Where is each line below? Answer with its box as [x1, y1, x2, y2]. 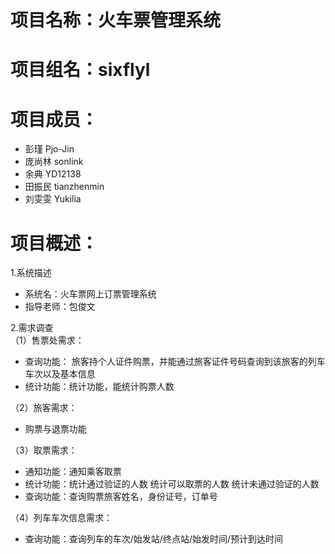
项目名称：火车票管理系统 [10, 9, 222, 32]
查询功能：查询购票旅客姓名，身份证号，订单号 [24, 491, 218, 503]
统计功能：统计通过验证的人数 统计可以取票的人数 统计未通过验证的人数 [24, 478, 320, 490]
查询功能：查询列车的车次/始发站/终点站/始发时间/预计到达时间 [24, 533, 283, 545]
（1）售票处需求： [10, 334, 85, 346]
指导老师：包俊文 [24, 301, 96, 313]
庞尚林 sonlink [24, 156, 84, 168]
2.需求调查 [10, 322, 54, 334]
